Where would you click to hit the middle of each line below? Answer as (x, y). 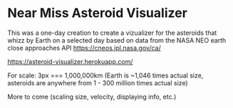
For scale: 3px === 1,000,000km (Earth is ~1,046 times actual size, (105, 75)
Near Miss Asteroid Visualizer (97, 13)
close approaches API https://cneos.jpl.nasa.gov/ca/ (84, 48)
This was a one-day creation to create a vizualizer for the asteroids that (112, 33)
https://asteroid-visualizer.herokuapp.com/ (70, 61)
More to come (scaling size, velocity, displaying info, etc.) (92, 97)
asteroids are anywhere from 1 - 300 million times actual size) (98, 82)
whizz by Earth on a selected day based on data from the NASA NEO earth (117, 40)
